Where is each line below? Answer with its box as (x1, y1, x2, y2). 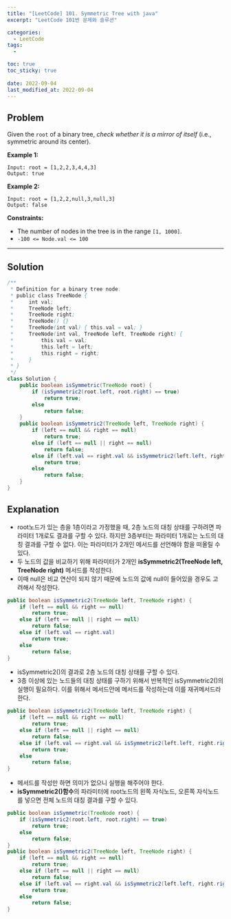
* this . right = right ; (10, 350, 100, 357)
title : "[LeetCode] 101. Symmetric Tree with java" (7, 10, 158, 17)
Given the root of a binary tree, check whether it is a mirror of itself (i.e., (7, 130, 212, 139)
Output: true (7, 170, 45, 177)
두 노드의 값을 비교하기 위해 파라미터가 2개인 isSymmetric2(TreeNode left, (16, 557, 223, 566)
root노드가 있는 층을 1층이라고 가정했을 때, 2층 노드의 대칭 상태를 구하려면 (16, 522, 214, 531)
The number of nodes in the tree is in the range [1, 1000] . (16, 227, 182, 235)
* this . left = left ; (10, 343, 94, 350)
